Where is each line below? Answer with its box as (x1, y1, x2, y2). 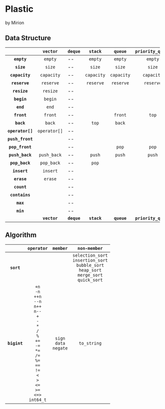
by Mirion (5, 20, 25, 26)
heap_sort (79, 267, 102, 273)
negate (52, 345, 68, 351)
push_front (7, 136, 33, 142)
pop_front (9, 144, 32, 149)
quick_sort (78, 277, 103, 283)
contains (10, 192, 30, 198)
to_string (79, 340, 102, 346)
